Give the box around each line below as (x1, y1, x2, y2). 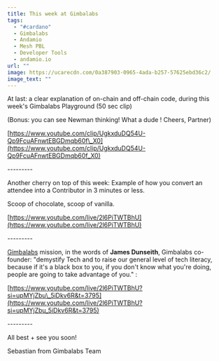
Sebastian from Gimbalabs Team (7, 347, 101, 355)
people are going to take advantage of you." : (7, 271, 138, 279)
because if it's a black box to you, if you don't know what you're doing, (7, 263, 212, 271)
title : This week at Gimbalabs (7, 10, 99, 18)
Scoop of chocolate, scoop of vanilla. (7, 200, 115, 208)
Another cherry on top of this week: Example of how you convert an (7, 179, 203, 187)
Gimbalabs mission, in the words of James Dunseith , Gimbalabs (7, 248, 192, 257)
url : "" (7, 62, 30, 69)
